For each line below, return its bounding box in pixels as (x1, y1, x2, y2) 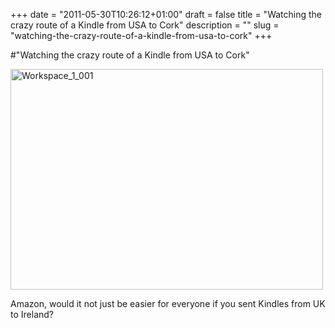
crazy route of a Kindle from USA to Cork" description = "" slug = (10, 19, 280, 31)
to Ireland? (10, 309, 54, 320)
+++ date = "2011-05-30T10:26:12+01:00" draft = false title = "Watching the (10, 9, 323, 20)
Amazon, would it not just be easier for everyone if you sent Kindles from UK (10, 298, 326, 309)
